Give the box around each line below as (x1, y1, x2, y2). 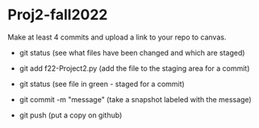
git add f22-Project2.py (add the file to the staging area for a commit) (19, 63, 250, 73)
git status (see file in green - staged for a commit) (19, 79, 185, 89)
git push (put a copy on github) (19, 110, 123, 120)
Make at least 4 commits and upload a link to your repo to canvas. (7, 32, 227, 42)
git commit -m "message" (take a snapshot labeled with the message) (19, 94, 252, 104)
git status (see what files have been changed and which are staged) (19, 47, 245, 57)
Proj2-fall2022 (7, 6, 108, 24)
